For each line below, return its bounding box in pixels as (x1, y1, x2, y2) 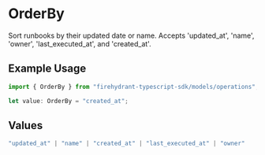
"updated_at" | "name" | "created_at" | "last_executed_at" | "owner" (8, 139, 245, 148)
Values (8, 119, 43, 132)
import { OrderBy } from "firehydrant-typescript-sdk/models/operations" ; (8, 83, 259, 90)
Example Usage (8, 62, 87, 76)
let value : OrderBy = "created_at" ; (8, 97, 129, 105)
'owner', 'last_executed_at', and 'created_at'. (8, 39, 151, 48)
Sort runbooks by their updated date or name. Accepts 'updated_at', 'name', (8, 31, 255, 40)
